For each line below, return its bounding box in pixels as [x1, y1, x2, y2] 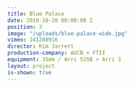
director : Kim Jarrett [7, 43, 74, 50]
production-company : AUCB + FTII [7, 50, 106, 57]
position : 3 [7, 23, 42, 30]
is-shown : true [7, 69, 52, 76]
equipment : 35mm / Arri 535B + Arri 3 [7, 56, 121, 63]
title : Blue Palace [7, 10, 65, 18]
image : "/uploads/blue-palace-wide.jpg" [7, 29, 128, 37]
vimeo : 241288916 [7, 36, 59, 43]
